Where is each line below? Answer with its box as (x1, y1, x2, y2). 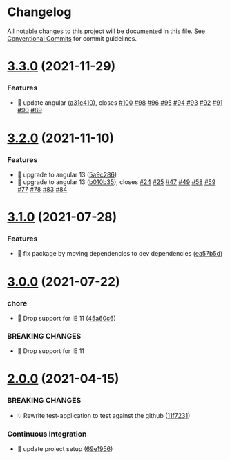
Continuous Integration (7, 429, 87, 439)
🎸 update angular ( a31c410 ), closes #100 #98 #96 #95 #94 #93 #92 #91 (17, 99, 223, 107)
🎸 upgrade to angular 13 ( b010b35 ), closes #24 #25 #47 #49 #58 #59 (17, 177, 216, 186)
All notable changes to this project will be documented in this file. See (7, 27, 206, 35)
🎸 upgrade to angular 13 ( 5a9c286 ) (17, 170, 117, 179)
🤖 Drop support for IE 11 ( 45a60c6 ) (17, 314, 116, 322)
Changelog (7, 4, 72, 20)
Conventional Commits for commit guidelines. (7, 34, 137, 42)
